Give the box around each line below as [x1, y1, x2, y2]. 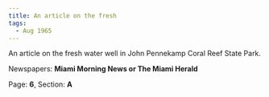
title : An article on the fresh [8, 11, 117, 20]
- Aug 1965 [15, 26, 52, 34]
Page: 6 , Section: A [8, 79, 72, 89]
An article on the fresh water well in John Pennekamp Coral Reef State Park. [8, 49, 262, 59]
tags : [8, 19, 27, 27]
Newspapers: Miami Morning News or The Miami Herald [8, 64, 199, 74]
